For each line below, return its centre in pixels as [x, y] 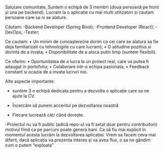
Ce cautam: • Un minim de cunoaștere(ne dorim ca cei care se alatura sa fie [82, 42]
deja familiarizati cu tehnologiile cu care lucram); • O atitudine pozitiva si [78, 47]
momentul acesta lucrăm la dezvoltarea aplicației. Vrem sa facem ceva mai [81, 135]
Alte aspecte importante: [30, 81]
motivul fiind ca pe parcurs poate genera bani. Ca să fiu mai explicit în [75, 130]
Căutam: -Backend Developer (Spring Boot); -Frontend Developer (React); [80, 27]
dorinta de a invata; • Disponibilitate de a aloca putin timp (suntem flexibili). [81, 52]
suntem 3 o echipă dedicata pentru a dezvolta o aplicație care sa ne [81, 91]
